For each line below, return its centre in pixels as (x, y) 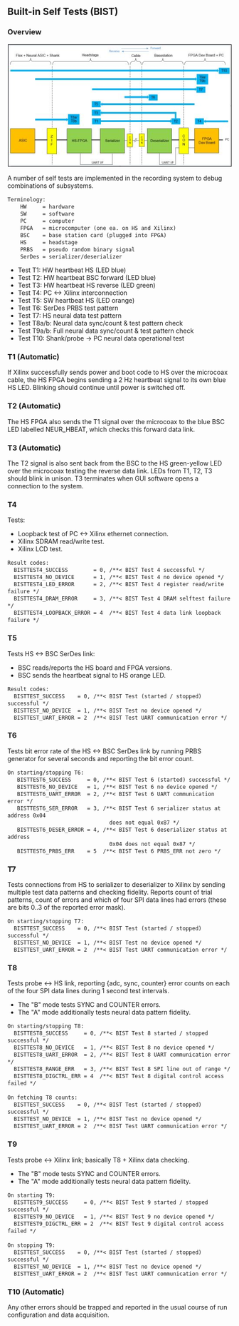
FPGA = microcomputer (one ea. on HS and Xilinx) (98, 228)
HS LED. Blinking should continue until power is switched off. (96, 388)
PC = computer (47, 221)
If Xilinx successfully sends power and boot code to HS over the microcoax (118, 372)
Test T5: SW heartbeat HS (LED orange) (76, 301)
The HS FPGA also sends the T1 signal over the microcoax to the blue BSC (116, 421)
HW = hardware (47, 207)
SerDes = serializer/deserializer (71, 257)
